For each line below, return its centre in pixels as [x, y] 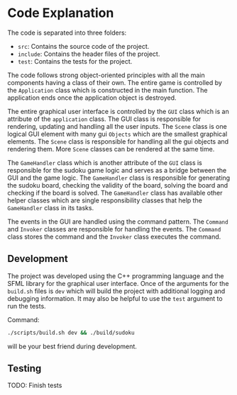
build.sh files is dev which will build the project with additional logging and [116, 291]
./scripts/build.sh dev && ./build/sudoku [71, 333]
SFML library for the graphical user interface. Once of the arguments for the [118, 283]
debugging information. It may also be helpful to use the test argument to [115, 298]
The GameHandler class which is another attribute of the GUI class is [105, 162]
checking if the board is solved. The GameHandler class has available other [115, 193]
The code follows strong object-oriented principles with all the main [106, 75]
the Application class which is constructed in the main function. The [108, 90]
